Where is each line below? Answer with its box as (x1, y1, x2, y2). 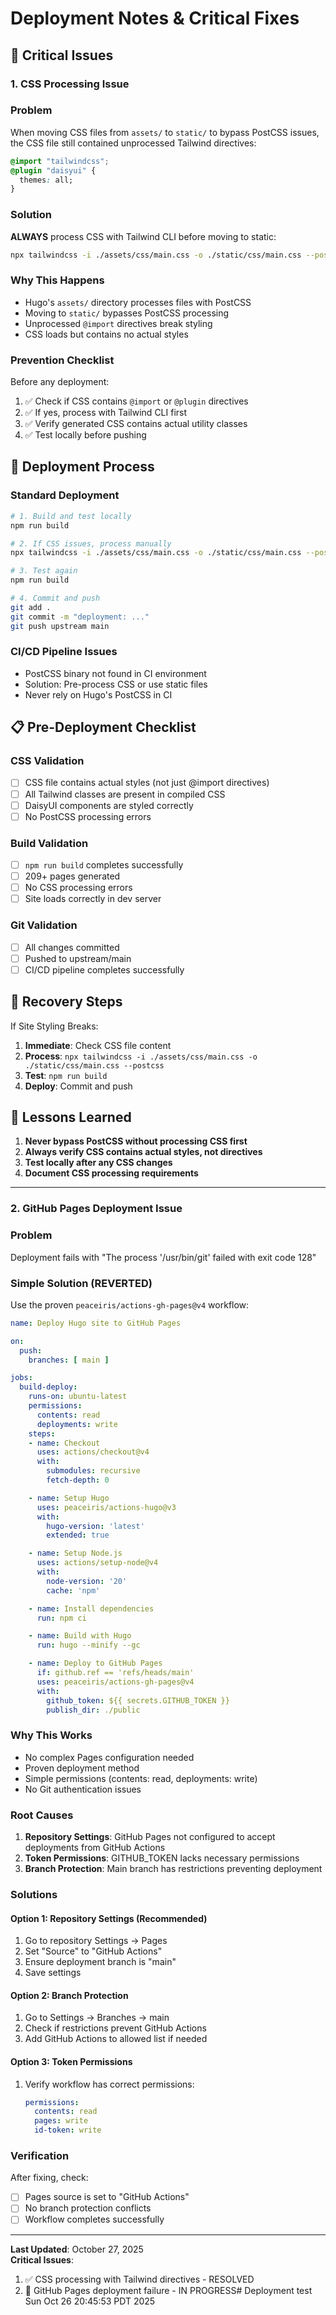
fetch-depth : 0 (46, 1475, 110, 1486)
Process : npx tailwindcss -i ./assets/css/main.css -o (24, 1050, 258, 1062)
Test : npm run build (24, 1069, 108, 1081)
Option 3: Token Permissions (10, 2055, 133, 2067)
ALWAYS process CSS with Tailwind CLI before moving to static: (10, 230, 277, 242)
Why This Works (10, 1728, 93, 1742)
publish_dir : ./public (46, 1705, 141, 1715)
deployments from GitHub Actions (24, 1842, 166, 1853)
